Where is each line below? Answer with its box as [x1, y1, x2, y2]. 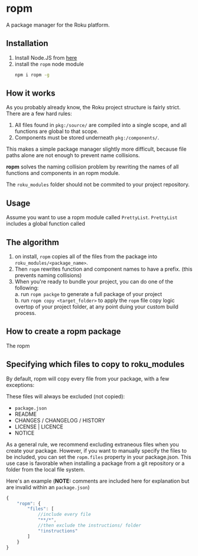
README [14, 410, 37, 418]
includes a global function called [6, 220, 86, 227]
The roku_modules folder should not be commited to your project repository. [6, 181, 190, 188]
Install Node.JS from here [14, 54, 77, 61]
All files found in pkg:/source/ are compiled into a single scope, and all [14, 122, 187, 129]
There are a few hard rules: [6, 110, 72, 117]
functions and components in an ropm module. [6, 170, 120, 177]
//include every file [37, 512, 92, 518]
